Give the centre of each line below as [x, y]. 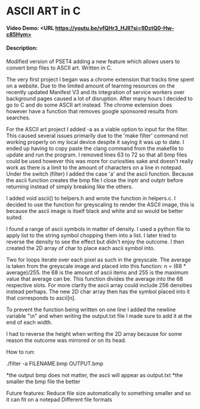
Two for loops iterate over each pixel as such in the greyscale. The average [99, 260]
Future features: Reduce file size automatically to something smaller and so [99, 393]
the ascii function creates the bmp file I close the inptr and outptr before [95, 180]
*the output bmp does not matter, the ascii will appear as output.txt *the [95, 375]
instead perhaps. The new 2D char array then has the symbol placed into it [98, 291]
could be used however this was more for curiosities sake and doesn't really [100, 161]
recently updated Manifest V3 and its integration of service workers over [96, 92]
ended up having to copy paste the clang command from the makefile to [95, 148]
